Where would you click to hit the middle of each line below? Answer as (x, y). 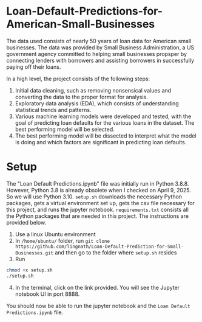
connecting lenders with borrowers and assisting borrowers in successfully (100, 60)
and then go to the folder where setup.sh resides (116, 252)
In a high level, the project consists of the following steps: (78, 79)
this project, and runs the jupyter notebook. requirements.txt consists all (98, 209)
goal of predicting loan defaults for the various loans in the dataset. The (105, 122)
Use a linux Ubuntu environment (55, 234)
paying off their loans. (34, 67)
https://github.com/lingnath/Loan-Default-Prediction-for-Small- (99, 247)
